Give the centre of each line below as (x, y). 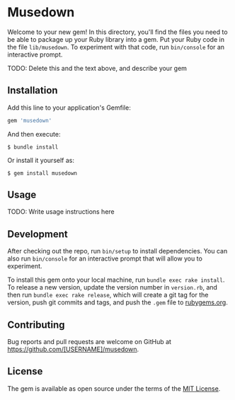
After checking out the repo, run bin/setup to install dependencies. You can (117, 251)
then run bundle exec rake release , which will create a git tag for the (108, 295)
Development (38, 234)
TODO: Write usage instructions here (61, 212)
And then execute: (34, 134)
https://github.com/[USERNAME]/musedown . (73, 349)
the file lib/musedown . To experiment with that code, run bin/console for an (116, 47)
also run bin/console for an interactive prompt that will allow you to (105, 258)
